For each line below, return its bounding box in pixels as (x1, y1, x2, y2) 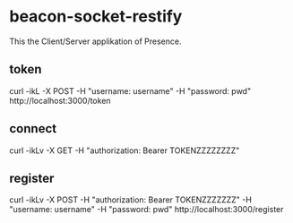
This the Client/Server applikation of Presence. (9, 36, 182, 47)
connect (9, 121, 56, 136)
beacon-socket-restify (9, 6, 183, 27)
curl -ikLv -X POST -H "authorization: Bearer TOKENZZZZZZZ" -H (9, 194, 253, 205)
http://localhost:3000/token (9, 95, 111, 106)
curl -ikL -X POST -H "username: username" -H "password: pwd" (9, 85, 252, 96)
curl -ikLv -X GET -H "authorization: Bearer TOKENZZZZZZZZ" (9, 145, 240, 156)
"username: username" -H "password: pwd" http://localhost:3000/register (9, 204, 284, 215)
